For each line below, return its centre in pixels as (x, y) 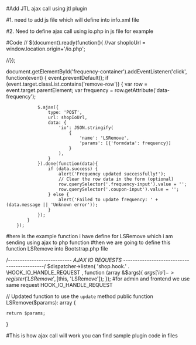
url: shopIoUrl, (68, 117)
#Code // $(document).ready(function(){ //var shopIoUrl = (76, 43)
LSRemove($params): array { (41, 302)
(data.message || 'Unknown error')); (52, 205)
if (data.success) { (73, 169)
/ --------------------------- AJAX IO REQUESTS (64, 260)
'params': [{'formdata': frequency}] (125, 143)
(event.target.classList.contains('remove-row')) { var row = (77, 84)
